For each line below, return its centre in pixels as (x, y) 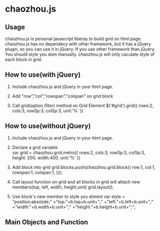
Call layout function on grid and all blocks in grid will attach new (76, 182)
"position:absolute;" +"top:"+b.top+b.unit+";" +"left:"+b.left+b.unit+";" (83, 202)
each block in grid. (24, 59)
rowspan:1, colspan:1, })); (37, 172)
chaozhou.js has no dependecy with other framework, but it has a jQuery (78, 44)
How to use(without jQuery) (48, 126)
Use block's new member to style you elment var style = (69, 196)
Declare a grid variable (35, 147)
